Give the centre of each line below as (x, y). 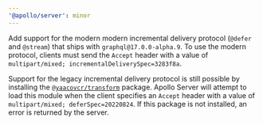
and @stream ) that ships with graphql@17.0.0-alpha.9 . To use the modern (128, 46)
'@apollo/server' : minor (49, 15)
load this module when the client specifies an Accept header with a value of (132, 95)
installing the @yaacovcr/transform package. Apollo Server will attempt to (128, 87)
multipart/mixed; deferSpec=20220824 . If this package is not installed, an (128, 104)
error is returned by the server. (59, 112)
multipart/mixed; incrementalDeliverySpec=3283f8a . (95, 63)
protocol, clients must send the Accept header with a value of (108, 55)
